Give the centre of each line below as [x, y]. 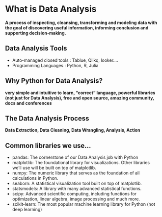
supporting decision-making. [36, 33]
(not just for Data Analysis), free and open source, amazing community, [80, 98]
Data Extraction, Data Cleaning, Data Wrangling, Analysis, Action [73, 130]
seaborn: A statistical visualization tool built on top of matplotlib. [77, 183]
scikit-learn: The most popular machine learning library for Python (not [84, 204]
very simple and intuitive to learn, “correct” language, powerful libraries [80, 93]
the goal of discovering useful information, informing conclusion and [77, 27]
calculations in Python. [35, 178]
